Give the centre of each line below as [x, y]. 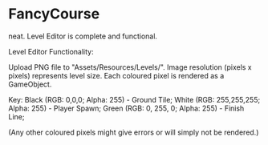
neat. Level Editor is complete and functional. [83, 36]
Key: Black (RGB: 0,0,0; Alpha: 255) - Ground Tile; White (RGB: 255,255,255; [134, 99]
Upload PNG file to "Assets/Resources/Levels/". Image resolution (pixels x [130, 67]
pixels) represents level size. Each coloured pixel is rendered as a [116, 75]
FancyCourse [54, 14]
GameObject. [30, 84]
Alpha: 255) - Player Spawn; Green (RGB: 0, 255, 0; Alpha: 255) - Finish [126, 108]
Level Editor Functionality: [51, 51]
